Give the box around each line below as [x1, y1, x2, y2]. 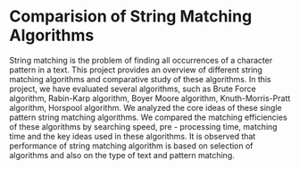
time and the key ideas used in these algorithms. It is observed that [9, 131, 256, 141]
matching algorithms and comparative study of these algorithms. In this [9, 73, 272, 84]
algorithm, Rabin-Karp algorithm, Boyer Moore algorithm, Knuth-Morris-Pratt [9, 92, 291, 104]
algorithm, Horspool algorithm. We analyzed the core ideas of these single [9, 102, 283, 113]
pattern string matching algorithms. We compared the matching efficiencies [9, 112, 287, 123]
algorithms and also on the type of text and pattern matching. [9, 149, 235, 160]
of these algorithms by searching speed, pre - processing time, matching [9, 121, 278, 131]
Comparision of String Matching [9, 6, 253, 27]
